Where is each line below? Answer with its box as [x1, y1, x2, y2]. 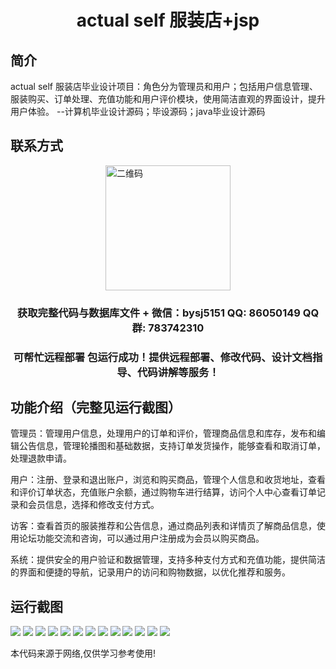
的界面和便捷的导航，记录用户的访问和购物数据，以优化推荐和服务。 [10, 566, 291, 578]
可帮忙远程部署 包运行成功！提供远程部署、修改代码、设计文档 [13, 350, 313, 364]
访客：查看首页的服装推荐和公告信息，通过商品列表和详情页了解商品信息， [10, 520, 317, 532]
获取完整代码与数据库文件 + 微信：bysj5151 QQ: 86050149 [16, 306, 301, 320]
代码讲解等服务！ [136, 365, 220, 379]
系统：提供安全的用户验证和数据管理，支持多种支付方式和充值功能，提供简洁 [10, 554, 326, 566]
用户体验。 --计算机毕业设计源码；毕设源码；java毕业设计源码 [10, 106, 266, 117]
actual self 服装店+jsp [76, 9, 260, 32]
